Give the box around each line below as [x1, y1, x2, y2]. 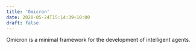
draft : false [6, 20, 39, 26]
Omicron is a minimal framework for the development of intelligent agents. [6, 36, 191, 44]
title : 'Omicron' [6, 8, 50, 15]
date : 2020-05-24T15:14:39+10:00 [6, 14, 90, 20]
